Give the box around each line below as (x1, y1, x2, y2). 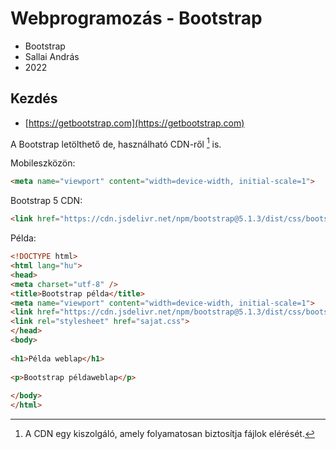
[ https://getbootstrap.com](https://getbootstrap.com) (24, 117, 245, 129)
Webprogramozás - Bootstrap (10, 7, 263, 30)
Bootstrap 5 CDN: (10, 195, 83, 207)
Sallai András (24, 50, 80, 62)
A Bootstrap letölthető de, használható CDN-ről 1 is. (10, 136, 222, 150)
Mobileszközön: (10, 157, 76, 169)
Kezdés (10, 90, 58, 107)
